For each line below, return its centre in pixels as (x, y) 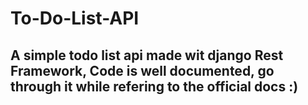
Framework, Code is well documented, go (142, 70)
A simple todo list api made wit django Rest (147, 55)
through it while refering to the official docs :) (154, 86)
